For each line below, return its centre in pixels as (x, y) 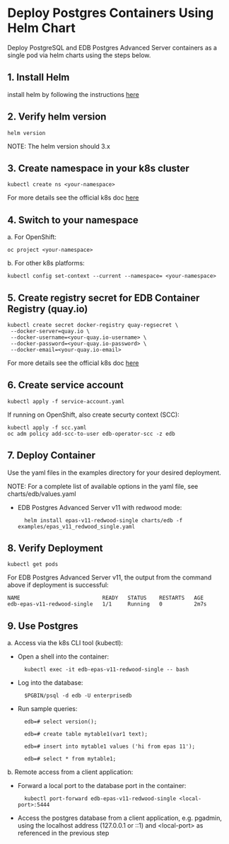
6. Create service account (65, 385)
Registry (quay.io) (48, 309)
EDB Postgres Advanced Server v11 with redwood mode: (100, 507)
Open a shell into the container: (63, 657)
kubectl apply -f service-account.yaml (66, 401)
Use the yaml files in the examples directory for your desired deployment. (114, 473)
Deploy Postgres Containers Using (111, 13)
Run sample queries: (47, 709)
